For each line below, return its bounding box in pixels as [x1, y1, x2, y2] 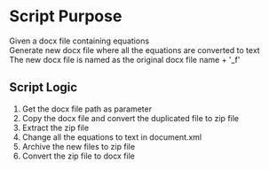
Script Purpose [9, 6, 123, 27]
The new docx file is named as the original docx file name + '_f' [9, 54, 241, 65]
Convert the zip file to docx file [21, 151, 136, 161]
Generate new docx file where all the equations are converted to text [9, 44, 260, 55]
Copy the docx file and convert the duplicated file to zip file [21, 112, 240, 123]
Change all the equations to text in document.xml [21, 131, 202, 143]
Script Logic [9, 80, 78, 95]
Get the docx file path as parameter [21, 104, 153, 114]
